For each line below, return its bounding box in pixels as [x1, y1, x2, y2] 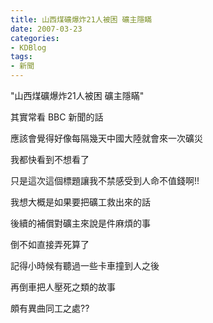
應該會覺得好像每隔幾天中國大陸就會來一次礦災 [10, 132, 203, 144]
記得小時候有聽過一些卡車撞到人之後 [10, 260, 160, 271]
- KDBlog [10, 42, 47, 53]
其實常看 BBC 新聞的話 [10, 111, 104, 123]
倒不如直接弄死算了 [10, 239, 90, 250]
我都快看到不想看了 [10, 154, 90, 165]
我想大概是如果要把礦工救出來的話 [10, 196, 151, 208]
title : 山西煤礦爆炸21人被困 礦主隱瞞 [10, 14, 153, 25]
